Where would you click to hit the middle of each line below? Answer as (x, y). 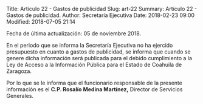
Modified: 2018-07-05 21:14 (41, 22)
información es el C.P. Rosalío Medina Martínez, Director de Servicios (95, 89)
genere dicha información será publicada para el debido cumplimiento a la (99, 58)
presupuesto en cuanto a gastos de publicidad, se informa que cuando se (98, 52)
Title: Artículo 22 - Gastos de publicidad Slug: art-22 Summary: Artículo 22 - (102, 9)
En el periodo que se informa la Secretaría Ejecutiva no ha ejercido (90, 45)
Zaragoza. (19, 71)
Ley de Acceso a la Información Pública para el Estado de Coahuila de (94, 64)
